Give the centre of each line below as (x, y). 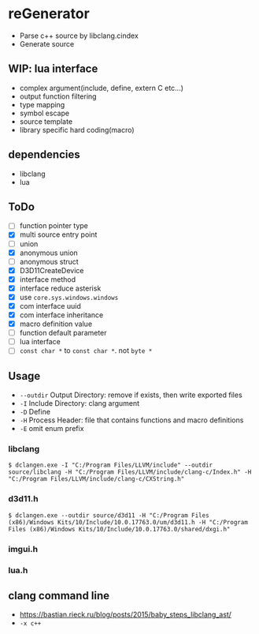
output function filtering (58, 96)
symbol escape (44, 113)
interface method (48, 279)
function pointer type (54, 226)
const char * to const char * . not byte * (86, 351)
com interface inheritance (61, 315)
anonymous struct (49, 261)
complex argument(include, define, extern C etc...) (101, 88)
